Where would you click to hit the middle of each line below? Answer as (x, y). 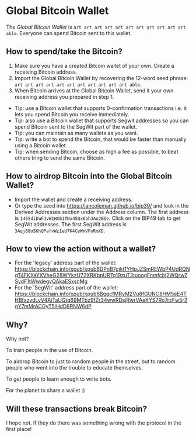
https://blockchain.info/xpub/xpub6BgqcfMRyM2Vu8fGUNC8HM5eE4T (100, 294)
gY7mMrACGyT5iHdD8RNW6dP (53, 306)
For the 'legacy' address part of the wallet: (65, 263)
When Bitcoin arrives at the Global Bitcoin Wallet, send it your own (94, 90)
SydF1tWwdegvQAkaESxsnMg (51, 281)
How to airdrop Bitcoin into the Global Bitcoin (89, 176)
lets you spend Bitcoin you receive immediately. (72, 114)
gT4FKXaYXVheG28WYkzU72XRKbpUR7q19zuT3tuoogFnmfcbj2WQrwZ (101, 275)
